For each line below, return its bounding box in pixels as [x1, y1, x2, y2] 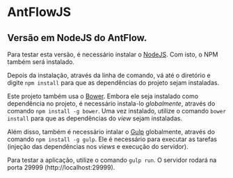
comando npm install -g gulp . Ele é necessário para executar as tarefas [7, 135, 218, 143]
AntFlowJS [7, 4, 72, 20]
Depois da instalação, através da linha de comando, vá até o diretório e [7, 71, 211, 79]
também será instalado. [7, 58, 75, 66]
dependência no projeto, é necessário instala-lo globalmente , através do [7, 99, 216, 108]
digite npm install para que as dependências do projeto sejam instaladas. [7, 79, 220, 87]
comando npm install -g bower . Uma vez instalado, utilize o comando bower [7, 107, 226, 115]
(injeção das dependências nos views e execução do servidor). [7, 143, 189, 150]
